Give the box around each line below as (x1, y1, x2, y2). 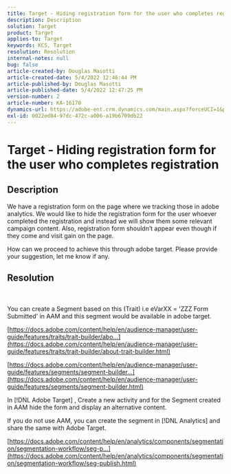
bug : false (7, 61, 38, 68)
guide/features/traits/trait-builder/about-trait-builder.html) (7, 347, 170, 356)
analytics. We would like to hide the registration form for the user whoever (7, 209, 217, 217)
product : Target (7, 29, 54, 36)
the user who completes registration (7, 156, 219, 172)
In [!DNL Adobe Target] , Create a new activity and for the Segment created (7, 396, 221, 405)
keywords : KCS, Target (7, 42, 72, 49)
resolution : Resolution (7, 49, 76, 56)
